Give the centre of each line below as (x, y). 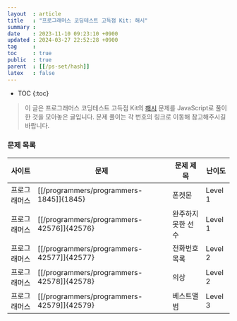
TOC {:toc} (33, 93)
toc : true (30, 54)
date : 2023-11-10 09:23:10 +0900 (63, 34)
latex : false (31, 73)
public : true (30, 60)
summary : (22, 27)
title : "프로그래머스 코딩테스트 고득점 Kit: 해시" (78, 21)
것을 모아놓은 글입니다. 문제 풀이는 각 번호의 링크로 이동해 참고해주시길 (129, 117)
